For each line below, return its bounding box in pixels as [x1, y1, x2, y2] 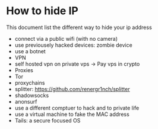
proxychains [14, 79, 45, 86]
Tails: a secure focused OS [14, 117, 81, 124]
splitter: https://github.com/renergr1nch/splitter [14, 85, 130, 92]
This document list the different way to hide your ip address [6, 24, 153, 31]
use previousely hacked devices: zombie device [14, 41, 132, 49]
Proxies [14, 66, 34, 73]
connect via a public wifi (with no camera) [14, 35, 118, 42]
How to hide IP [6, 4, 78, 18]
